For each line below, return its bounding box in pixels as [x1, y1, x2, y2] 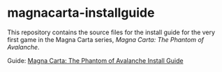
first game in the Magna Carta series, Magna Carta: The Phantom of [7, 35, 205, 43]
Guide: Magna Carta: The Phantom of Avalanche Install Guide [7, 56, 184, 64]
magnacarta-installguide [7, 5, 155, 21]
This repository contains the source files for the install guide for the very [7, 28, 215, 36]
